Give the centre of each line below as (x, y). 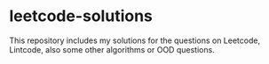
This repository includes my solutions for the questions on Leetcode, (134, 40)
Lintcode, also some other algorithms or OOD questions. (112, 49)
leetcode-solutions (81, 16)
